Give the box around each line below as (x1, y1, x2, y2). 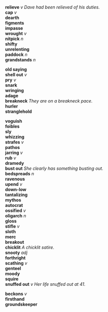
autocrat (5, 203, 23, 208)
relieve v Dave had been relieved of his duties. (5, 4, 100, 10)
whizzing (5, 134, 25, 140)
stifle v (5, 223, 20, 229)
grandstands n (5, 57, 36, 62)
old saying (5, 66, 27, 72)
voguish (5, 118, 22, 124)
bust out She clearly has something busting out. (5, 165, 104, 171)
